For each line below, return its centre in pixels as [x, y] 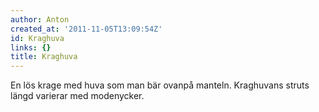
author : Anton [40, 19]
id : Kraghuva [37, 38]
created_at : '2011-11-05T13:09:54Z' [86, 29]
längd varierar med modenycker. [77, 96]
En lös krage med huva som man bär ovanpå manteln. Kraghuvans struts [160, 85]
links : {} [31, 47]
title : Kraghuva [44, 57]
